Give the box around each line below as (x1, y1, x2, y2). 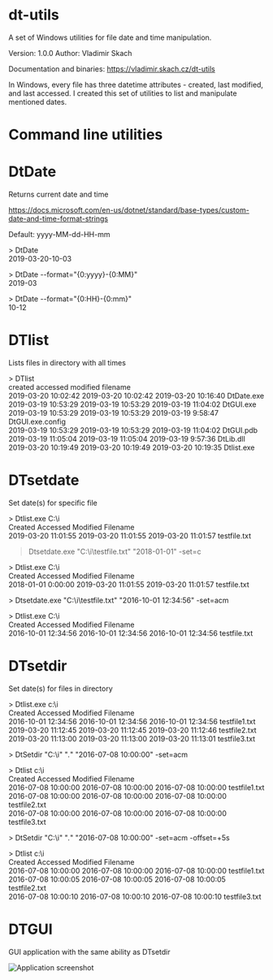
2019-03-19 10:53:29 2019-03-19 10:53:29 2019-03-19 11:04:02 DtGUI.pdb (8, 425, 258, 435)
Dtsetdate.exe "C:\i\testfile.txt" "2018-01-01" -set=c (28, 546, 201, 556)
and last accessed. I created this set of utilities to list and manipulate (8, 88, 237, 98)
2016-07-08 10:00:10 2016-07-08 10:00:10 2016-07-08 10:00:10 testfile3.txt (8, 891, 262, 901)
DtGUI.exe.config (8, 417, 67, 426)
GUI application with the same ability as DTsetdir (8, 947, 171, 956)
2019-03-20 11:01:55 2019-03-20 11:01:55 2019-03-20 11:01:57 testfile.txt (8, 530, 252, 541)
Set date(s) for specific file (8, 498, 97, 507)
